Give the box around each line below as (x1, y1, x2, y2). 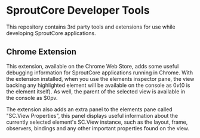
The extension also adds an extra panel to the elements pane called (6, 105, 173, 113)
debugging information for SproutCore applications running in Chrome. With (6, 69, 193, 76)
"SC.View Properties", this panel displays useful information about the (6, 112, 178, 119)
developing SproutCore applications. (6, 29, 97, 36)
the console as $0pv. (6, 94, 58, 101)
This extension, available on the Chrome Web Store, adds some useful (6, 62, 179, 70)
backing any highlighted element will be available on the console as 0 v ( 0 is (6, 81, 190, 89)
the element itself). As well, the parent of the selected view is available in (6, 87, 186, 95)
